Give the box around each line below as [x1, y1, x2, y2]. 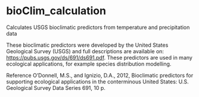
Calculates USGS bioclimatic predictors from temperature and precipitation [6, 24, 190, 31]
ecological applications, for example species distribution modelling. [6, 60, 172, 67]
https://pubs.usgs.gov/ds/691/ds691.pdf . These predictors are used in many [6, 54, 192, 61]
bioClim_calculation [6, 4, 106, 18]
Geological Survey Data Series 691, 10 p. [6, 84, 106, 91]
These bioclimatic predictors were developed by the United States [6, 41, 169, 48]
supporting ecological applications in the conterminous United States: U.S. [6, 78, 189, 85]
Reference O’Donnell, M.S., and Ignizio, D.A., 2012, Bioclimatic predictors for [6, 72, 194, 79]
